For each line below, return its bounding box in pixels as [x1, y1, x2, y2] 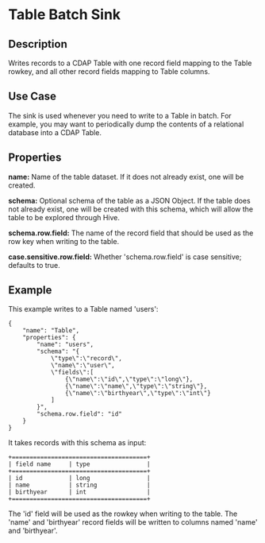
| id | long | [8, 475, 151, 483]
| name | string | [8, 481, 151, 490]
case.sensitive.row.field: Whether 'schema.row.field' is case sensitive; [8, 252, 242, 262]
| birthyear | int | [8, 488, 151, 496]
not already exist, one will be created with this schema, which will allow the [8, 204, 254, 214]
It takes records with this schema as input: [8, 438, 147, 448]
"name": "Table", [22, 327, 80, 335]
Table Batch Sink [8, 6, 121, 24]
